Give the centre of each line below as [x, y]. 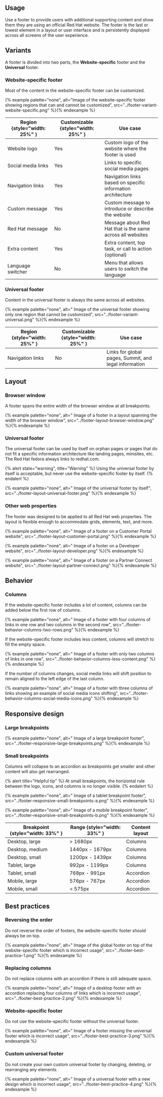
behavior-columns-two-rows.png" [39, 630]
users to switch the [126, 269]
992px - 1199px [89, 865]
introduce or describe [129, 208]
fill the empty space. [25, 644]
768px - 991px [88, 873]
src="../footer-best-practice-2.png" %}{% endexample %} [64, 998]
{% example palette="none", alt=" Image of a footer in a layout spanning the [81, 415]
